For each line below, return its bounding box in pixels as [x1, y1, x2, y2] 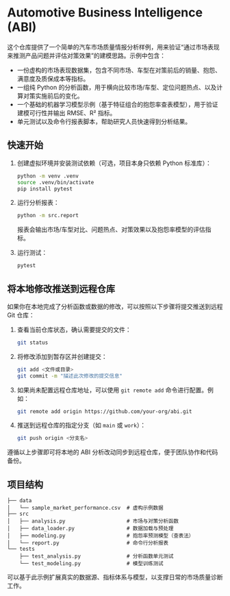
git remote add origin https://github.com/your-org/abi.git [16, 408, 192, 415]
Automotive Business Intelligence [7, 5, 203, 21]
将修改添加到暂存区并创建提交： [16, 352, 107, 360]
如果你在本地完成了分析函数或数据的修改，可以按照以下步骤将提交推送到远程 [7, 302, 223, 310]
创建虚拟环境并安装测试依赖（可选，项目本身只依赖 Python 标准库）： [16, 159, 212, 167]
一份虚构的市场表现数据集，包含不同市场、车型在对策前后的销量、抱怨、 [16, 66, 221, 74]
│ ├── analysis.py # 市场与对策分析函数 [7, 518, 179, 525]
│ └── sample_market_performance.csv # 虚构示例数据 [7, 505, 164, 512]
